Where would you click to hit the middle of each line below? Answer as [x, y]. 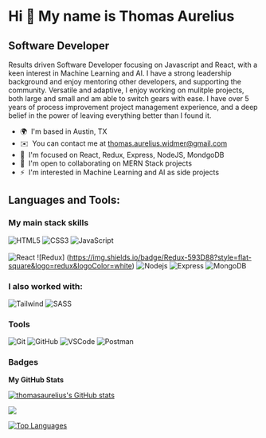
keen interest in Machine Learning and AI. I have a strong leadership [120, 73]
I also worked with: [46, 286]
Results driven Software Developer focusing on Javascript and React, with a [133, 65]
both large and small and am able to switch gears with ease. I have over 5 [129, 98]
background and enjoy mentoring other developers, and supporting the [125, 82]
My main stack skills [49, 223]
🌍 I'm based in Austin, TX [63, 131]
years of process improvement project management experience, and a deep [133, 107]
